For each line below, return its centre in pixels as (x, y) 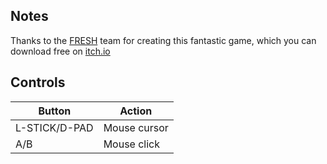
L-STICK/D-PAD (54, 127)
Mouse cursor (136, 127)
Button (55, 111)
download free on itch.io (60, 51)
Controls (38, 82)
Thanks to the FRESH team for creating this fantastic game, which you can (163, 40)
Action (136, 111)
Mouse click (132, 144)
